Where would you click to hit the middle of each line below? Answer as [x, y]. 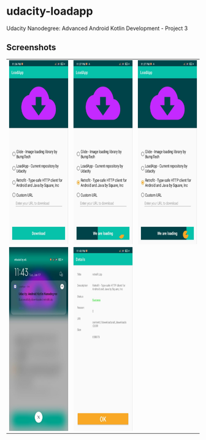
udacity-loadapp [50, 11]
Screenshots [31, 47]
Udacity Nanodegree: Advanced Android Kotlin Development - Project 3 [97, 28]
